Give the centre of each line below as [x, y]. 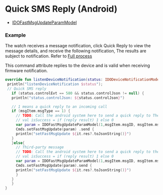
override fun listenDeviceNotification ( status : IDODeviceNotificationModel [83, 80]
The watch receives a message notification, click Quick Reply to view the [78, 46]
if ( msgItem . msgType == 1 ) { [41, 111]
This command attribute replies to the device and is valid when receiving [78, 66]
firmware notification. [26, 71]
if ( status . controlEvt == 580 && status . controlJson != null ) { [78, 93]
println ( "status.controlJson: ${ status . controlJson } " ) [68, 98]
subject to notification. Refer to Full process [49, 56]
